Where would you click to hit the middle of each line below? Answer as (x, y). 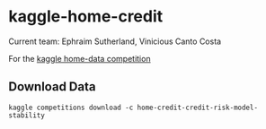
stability (27, 115)
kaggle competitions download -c (71, 107)
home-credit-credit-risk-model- (197, 107)
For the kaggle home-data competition (80, 58)
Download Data (52, 87)
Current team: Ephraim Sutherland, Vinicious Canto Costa (115, 41)
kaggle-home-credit (86, 17)
